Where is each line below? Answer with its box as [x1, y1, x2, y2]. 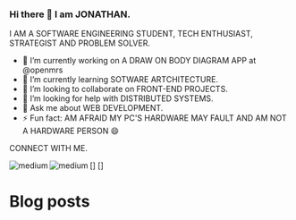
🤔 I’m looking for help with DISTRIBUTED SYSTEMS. [21, 93, 214, 104]
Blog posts [9, 191, 90, 212]
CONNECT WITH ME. [9, 143, 88, 154]
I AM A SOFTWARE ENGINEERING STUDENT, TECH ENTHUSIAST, [9, 29, 253, 39]
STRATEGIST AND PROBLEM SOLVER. [9, 38, 150, 48]
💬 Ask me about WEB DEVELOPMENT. [21, 103, 164, 114]
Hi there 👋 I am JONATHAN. [9, 8, 131, 21]
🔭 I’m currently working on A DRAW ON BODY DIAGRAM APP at [21, 55, 257, 66]
